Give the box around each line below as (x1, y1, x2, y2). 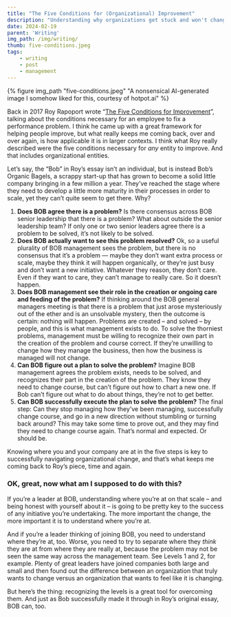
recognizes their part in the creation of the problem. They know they (16, 375, 211, 384)
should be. (16, 434, 47, 442)
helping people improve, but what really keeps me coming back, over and (7, 129, 215, 138)
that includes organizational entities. (7, 151, 110, 159)
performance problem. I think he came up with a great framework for (7, 122, 202, 130)
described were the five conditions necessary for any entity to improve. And (7, 144, 223, 152)
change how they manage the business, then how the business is (16, 346, 203, 355)
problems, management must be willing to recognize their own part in (16, 331, 214, 339)
